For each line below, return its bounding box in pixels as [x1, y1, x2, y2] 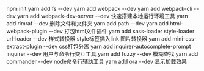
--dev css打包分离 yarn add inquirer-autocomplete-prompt [43, 42, 191, 50]
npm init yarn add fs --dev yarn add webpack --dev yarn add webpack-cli [6, 5, 192, 12]
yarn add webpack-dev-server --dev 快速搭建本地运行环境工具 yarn [17, 12, 188, 19]
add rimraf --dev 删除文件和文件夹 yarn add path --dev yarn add [6, 20, 169, 27]
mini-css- [172, 35, 197, 42]
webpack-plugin [6, 27, 48, 35]
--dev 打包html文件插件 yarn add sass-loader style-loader [48, 27, 195, 35]
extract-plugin [6, 42, 42, 50]
